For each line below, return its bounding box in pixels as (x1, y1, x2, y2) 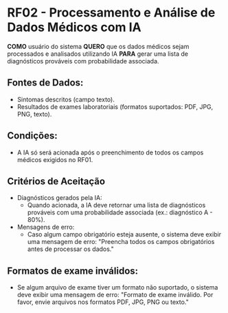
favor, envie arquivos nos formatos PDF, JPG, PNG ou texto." (16, 298, 189, 306)
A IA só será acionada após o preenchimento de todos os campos (16, 148, 204, 156)
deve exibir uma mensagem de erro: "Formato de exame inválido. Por (16, 291, 214, 299)
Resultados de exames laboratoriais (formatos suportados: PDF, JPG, (16, 102, 214, 111)
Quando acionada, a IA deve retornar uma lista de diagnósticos (27, 201, 206, 210)
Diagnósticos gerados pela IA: (16, 194, 103, 202)
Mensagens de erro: (16, 223, 75, 232)
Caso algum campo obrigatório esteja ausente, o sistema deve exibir (27, 230, 222, 239)
